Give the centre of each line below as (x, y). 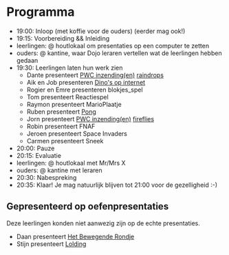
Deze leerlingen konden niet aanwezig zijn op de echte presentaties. (103, 223)
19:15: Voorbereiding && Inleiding (63, 38)
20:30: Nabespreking (46, 177)
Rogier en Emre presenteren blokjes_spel (85, 90)
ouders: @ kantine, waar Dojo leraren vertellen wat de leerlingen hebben (119, 53)
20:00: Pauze (35, 148)
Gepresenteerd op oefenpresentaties (88, 206)
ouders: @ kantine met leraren (59, 170)
